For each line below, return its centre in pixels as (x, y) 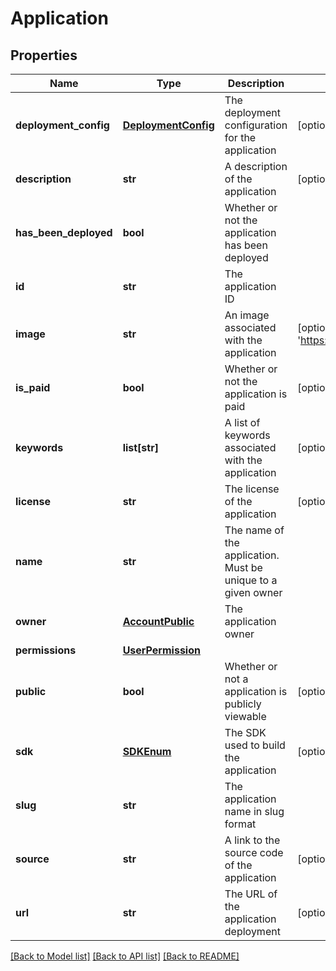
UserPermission (161, 650)
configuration (256, 125)
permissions (46, 650)
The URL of (251, 894)
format (240, 824)
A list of (242, 422)
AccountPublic (158, 621)
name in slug (254, 811)
